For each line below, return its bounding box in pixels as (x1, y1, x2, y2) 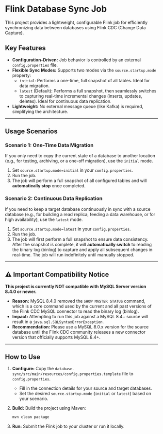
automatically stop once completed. (12, 183, 86, 189)
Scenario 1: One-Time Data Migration (5, 142, 94, 149)
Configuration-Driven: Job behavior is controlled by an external (12, 57, 141, 63)
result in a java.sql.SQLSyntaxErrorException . (12, 319, 104, 325)
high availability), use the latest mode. (5, 217, 83, 222)
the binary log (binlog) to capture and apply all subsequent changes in (12, 247, 153, 253)
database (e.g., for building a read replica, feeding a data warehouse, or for (5, 211, 156, 217)
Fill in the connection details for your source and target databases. (19, 385, 152, 391)
